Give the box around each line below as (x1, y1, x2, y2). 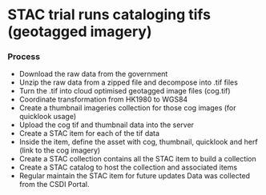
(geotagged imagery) (7, 22, 152, 41)
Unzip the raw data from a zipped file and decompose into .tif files (18, 78, 238, 87)
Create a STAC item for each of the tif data (18, 129, 160, 138)
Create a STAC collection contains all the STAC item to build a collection (18, 154, 257, 164)
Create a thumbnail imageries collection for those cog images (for (18, 103, 237, 113)
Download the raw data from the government (18, 70, 168, 79)
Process (7, 51, 41, 62)
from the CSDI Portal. (18, 180, 90, 189)
